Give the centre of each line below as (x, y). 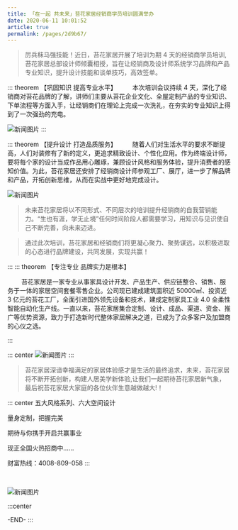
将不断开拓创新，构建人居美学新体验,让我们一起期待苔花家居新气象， (125, 379)
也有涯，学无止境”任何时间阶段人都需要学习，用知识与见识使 (134, 219)
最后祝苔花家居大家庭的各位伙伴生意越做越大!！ (94, 388)
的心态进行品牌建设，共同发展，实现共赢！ (87, 252)
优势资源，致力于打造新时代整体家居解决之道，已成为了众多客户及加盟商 (125, 317)
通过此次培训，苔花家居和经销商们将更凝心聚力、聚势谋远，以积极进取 (127, 243)
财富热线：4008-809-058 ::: (49, 463)
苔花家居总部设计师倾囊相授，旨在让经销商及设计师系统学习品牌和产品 (127, 64)
